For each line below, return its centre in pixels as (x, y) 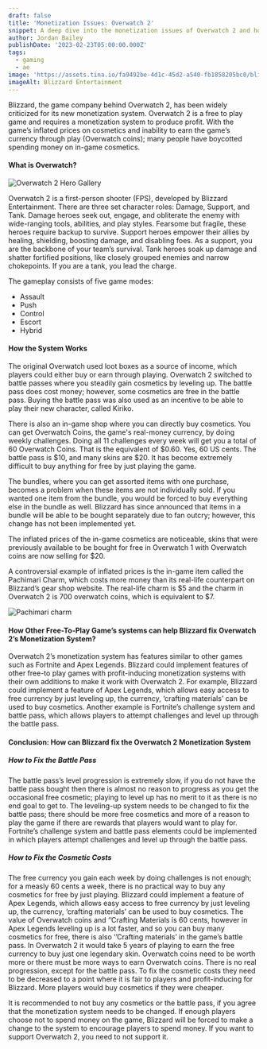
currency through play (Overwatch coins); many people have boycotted (125, 138)
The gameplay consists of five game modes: (81, 281)
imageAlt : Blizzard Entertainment (66, 82)
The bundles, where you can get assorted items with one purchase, (118, 481)
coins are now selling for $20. (57, 555)
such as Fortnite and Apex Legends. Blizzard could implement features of (128, 665)
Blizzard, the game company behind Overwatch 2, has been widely (118, 105)
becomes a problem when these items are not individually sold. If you (122, 490)
